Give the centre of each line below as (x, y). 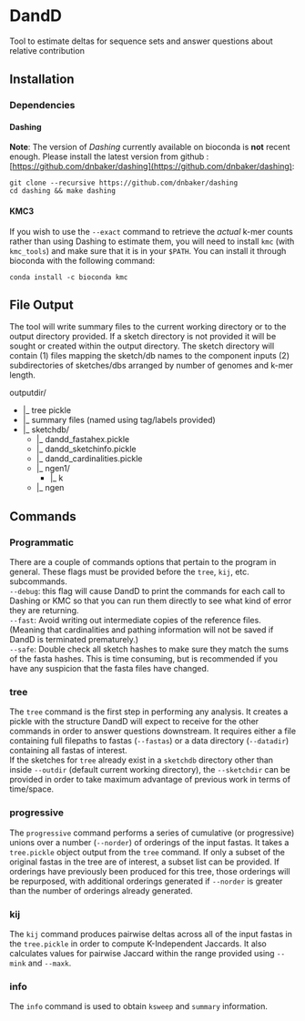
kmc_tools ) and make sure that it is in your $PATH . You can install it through (148, 250)
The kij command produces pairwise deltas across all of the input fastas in (151, 935)
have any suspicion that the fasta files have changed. (109, 669)
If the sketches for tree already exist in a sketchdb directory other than (142, 760)
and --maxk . (50, 963)
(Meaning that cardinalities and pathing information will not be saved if (142, 630)
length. (23, 375)
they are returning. (44, 611)
